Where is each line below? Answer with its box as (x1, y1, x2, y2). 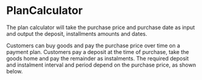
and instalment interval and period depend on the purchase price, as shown (6, 61, 197, 68)
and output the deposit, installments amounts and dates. (6, 30, 148, 37)
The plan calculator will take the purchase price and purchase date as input (6, 24, 195, 31)
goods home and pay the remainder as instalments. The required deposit (6, 55, 189, 62)
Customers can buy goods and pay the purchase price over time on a (6, 42, 181, 49)
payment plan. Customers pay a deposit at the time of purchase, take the (6, 48, 189, 55)
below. (6, 67, 23, 75)
